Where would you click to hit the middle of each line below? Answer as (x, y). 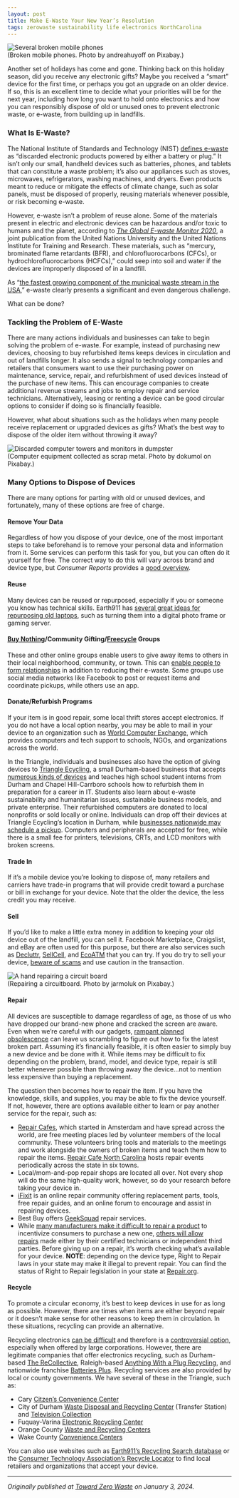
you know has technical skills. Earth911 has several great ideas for (104, 608)
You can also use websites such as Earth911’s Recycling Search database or (118, 1451)
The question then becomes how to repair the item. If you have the (105, 1090)
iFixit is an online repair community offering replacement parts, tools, (118, 1195)
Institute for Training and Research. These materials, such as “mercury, (111, 245)
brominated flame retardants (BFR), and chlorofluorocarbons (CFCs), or (112, 253)
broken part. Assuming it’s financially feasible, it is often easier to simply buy (119, 1046)
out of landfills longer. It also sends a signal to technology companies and (115, 360)
